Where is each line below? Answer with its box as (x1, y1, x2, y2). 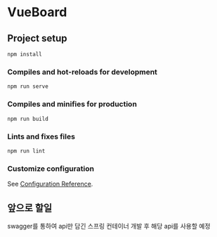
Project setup (7, 32, 68, 44)
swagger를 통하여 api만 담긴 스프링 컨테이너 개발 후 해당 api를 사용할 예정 (7, 222, 211, 230)
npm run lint (7, 147, 46, 155)
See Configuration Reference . (7, 180, 93, 188)
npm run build (7, 115, 49, 122)
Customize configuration (7, 163, 95, 173)
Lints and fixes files (7, 132, 76, 141)
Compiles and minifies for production (7, 99, 137, 109)
